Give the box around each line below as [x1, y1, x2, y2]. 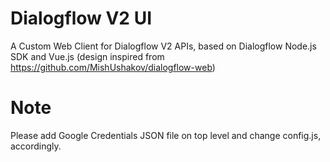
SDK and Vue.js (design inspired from [10, 50, 165, 62]
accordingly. [10, 140, 62, 152]
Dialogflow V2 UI [10, 7, 152, 30]
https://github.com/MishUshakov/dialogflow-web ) [10, 61, 216, 73]
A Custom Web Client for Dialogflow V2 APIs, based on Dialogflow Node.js [10, 40, 317, 52]
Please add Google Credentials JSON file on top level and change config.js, [10, 129, 322, 141]
